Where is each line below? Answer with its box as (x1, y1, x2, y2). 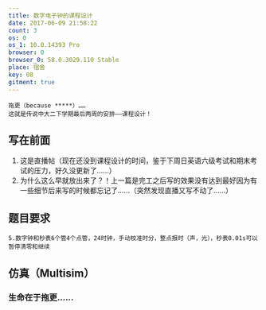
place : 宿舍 (8, 64, 45, 72)
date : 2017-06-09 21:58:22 (8, 19, 98, 27)
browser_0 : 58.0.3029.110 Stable (8, 56, 119, 64)
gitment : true (8, 78, 56, 86)
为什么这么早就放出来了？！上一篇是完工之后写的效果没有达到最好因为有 (19, 176, 257, 185)
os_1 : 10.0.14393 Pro (8, 41, 80, 49)
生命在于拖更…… (8, 292, 74, 303)
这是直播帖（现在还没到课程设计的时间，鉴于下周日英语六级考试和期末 (19, 156, 251, 165)
